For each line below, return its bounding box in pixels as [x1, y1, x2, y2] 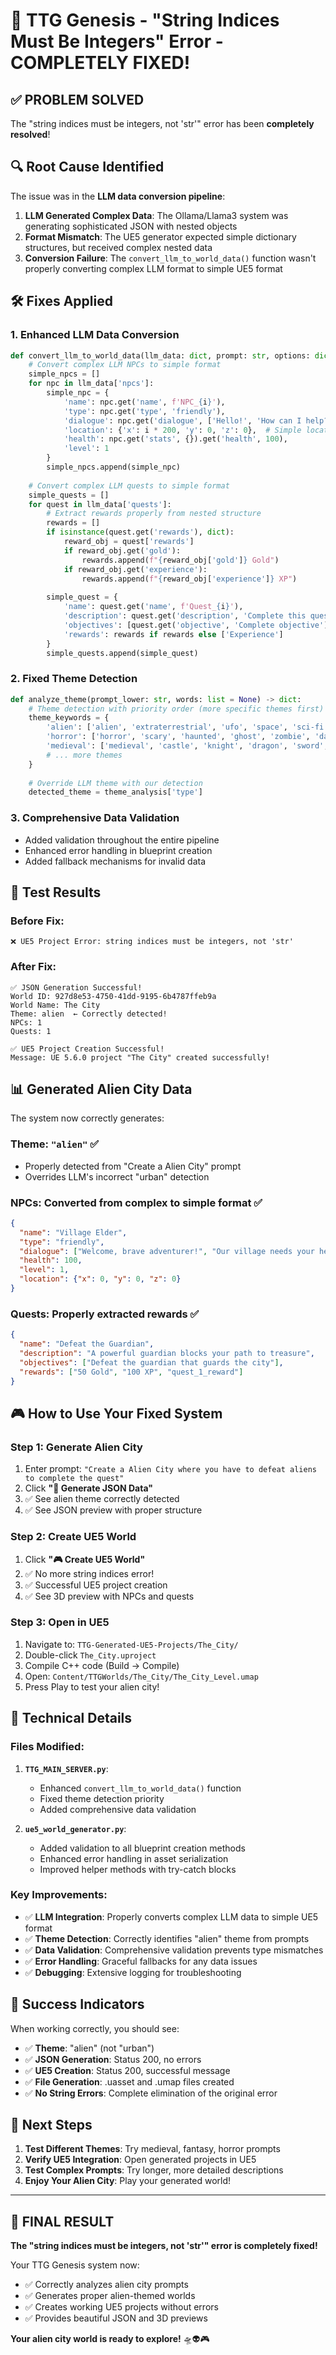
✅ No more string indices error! [24, 1567, 155, 1579]
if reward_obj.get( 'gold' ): [63, 545, 182, 556]
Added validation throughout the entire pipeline [24, 834, 220, 846]
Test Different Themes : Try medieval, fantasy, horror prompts [24, 2143, 281, 2155]
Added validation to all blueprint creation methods [39, 1842, 246, 1854]
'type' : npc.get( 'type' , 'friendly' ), [63, 406, 226, 416]
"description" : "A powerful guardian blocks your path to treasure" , [19, 1349, 315, 1359]
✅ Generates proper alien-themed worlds [24, 2290, 196, 2302]
